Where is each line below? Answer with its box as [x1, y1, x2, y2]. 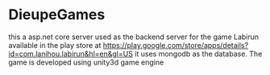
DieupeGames [8, 6, 106, 24]
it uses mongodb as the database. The [134, 49, 263, 58]
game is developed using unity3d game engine [8, 57, 164, 67]
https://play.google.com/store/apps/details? [102, 40, 248, 49]
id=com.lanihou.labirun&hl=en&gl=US [8, 49, 133, 58]
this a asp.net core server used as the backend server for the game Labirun [8, 32, 260, 41]
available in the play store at [8, 40, 102, 49]
